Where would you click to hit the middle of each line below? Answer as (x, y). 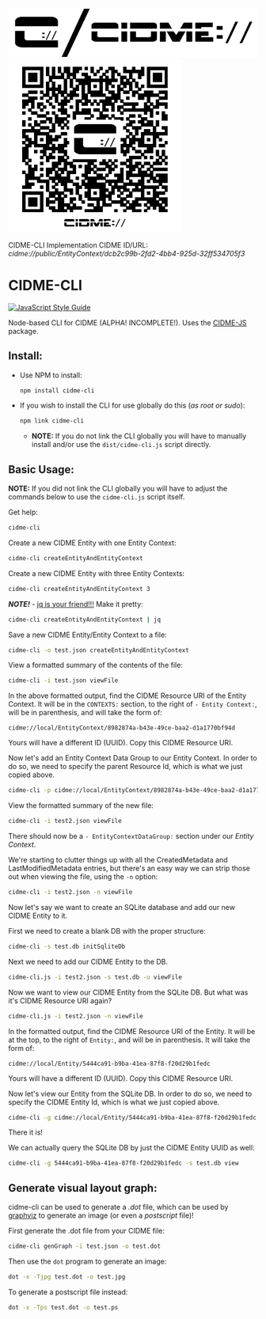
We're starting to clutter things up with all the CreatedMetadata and (118, 860)
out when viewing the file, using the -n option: (83, 877)
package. (23, 331)
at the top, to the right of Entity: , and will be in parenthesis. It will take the (129, 1040)
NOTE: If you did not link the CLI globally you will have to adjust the (118, 489)
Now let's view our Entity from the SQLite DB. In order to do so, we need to (130, 1093)
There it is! (26, 1132)
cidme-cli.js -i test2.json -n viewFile (76, 1016)
